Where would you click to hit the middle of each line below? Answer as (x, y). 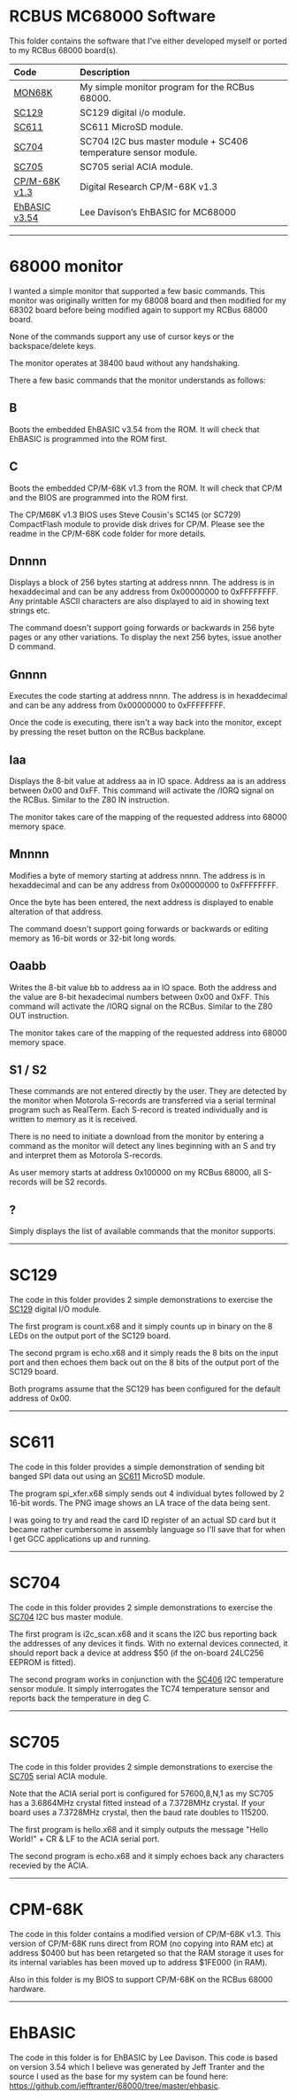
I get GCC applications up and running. (80, 1539)
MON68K (33, 92)
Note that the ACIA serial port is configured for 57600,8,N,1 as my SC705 (141, 1793)
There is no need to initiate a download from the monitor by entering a (137, 1136)
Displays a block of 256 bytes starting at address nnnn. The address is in (142, 583)
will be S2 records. (73, 1182)
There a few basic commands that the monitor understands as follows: (138, 380)
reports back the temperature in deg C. (80, 1698)
